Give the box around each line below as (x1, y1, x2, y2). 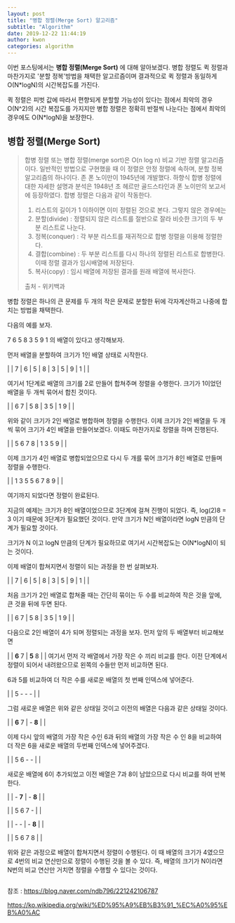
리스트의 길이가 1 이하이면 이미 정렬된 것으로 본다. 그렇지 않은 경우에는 (34, 205, 227, 214)
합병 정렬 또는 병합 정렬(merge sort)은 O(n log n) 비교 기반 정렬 (24, 155, 200, 164)
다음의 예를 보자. (7, 320, 53, 329)
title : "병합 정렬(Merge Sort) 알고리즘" (7, 17, 119, 24)
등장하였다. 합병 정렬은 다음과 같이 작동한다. (32, 190, 152, 199)
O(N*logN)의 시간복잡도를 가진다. (7, 81, 100, 89)
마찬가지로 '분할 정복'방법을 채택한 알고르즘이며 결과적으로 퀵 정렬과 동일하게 (7, 72, 217, 80)
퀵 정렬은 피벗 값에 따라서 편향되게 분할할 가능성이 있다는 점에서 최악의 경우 (7, 96, 213, 104)
